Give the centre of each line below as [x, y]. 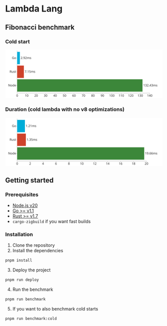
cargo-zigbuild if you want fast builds [51, 221]
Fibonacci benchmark [40, 27]
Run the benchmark [33, 289]
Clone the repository [33, 245]
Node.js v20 [25, 205]
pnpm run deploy [22, 280]
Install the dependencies [38, 251]
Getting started [29, 180]
